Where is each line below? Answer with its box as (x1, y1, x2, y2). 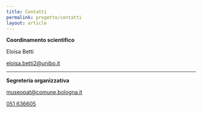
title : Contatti (6, 8, 47, 15)
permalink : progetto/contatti (6, 14, 82, 20)
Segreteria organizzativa (6, 77, 70, 84)
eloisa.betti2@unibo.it (6, 60, 60, 67)
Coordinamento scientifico (6, 37, 75, 44)
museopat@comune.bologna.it (6, 88, 83, 96)
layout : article (6, 20, 47, 26)
